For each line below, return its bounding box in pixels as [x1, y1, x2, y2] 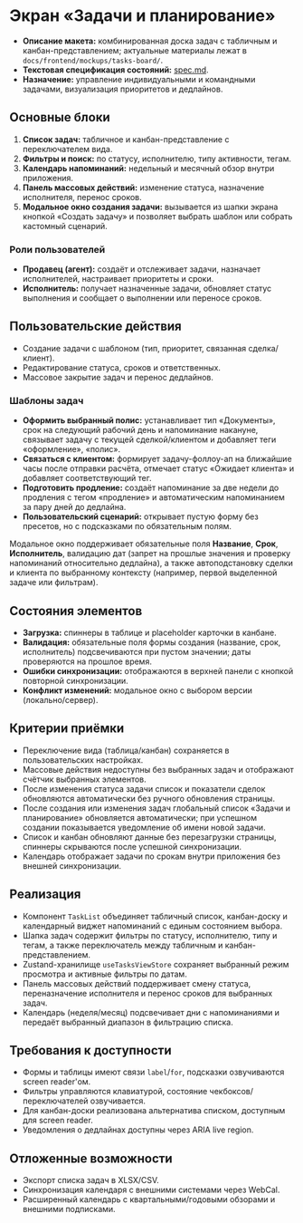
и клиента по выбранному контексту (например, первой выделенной [9, 567, 278, 578]
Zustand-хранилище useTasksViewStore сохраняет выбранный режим [22, 958, 289, 969]
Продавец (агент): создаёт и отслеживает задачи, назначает [22, 264, 260, 274]
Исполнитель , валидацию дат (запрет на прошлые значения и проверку [9, 548, 291, 559]
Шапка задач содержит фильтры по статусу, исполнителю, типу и [22, 929, 278, 940]
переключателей [22, 1095, 89, 1106]
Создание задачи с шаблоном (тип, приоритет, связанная [22, 342, 247, 353]
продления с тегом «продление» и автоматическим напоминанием [22, 492, 285, 503]
